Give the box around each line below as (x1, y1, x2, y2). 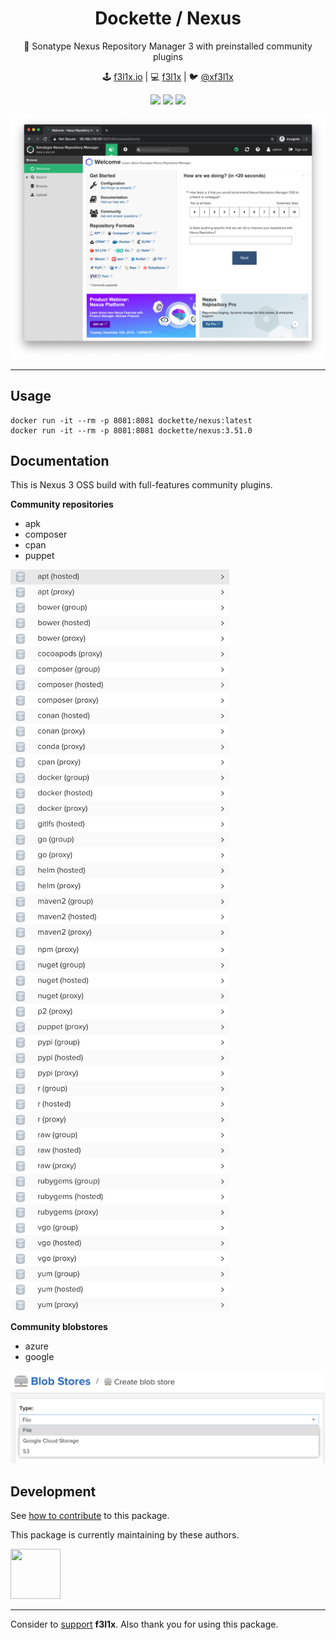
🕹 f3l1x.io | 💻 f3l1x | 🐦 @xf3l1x (102, 70, 234, 82)
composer (24, 528, 68, 541)
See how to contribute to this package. (10, 1510, 170, 1522)
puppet (24, 550, 55, 562)
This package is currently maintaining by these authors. (10, 1529, 240, 1541)
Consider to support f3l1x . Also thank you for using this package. (10, 1618, 279, 1631)
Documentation (10, 452, 110, 469)
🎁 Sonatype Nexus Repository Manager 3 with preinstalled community (23, 40, 313, 52)
